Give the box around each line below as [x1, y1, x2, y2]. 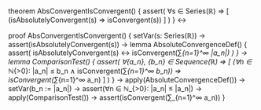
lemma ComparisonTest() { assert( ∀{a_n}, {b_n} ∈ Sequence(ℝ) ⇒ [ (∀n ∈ [8, 57, 252, 66]
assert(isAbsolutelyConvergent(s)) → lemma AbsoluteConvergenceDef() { [8, 40, 248, 49]
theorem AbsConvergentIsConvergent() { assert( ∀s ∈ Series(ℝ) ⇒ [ [8, 6, 230, 16]
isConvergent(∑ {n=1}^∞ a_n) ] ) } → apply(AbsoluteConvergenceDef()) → [8, 75, 246, 84]
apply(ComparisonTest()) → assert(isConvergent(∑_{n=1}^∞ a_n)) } [8, 93, 226, 102]
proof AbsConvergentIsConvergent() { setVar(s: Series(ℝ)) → [8, 31, 206, 40]
